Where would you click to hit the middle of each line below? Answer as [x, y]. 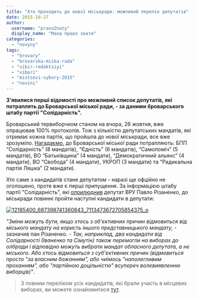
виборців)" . [20, 272]
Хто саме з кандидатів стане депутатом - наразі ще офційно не [86, 179]
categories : [21, 39]
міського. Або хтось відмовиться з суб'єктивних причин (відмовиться [95, 253]
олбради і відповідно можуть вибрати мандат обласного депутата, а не [98, 247]
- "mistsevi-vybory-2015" [43, 78]
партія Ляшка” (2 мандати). [41, 168]
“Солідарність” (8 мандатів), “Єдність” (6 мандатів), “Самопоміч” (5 [92, 149]
